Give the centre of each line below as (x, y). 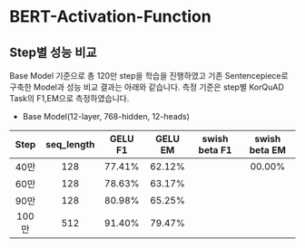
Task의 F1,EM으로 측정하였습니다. (69, 98)
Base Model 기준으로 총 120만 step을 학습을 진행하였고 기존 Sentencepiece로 (149, 76)
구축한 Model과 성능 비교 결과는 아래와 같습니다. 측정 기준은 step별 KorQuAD (147, 87)
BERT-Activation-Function (110, 17)
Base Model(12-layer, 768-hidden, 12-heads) (106, 116)
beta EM (267, 150)
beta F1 (215, 150)
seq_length (70, 144)
